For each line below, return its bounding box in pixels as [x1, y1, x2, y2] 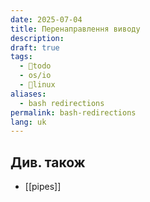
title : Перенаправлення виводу [10, 24, 141, 34]
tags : [10, 52, 33, 62]
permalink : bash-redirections [10, 107, 137, 118]
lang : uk [10, 117, 47, 127]
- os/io [19, 71, 52, 81]
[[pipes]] [24, 181, 62, 193]
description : [10, 33, 65, 43]
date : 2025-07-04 [10, 14, 83, 25]
